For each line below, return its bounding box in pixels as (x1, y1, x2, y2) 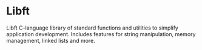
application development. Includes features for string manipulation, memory (6, 30, 196, 37)
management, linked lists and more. (6, 37, 95, 44)
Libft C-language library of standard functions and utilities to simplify (6, 24, 179, 31)
